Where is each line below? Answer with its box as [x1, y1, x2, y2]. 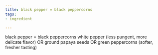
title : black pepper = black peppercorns [5, 7, 93, 12]
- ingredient [5, 16, 32, 21]
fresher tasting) [5, 45, 37, 51]
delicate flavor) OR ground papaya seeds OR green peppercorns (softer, [5, 39, 154, 45]
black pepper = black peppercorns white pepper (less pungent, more [5, 34, 147, 40]
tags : [5, 12, 16, 17]
